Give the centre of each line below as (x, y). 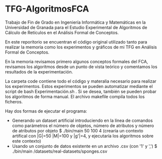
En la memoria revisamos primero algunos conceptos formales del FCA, (77, 61)
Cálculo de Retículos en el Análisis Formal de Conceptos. (62, 32)
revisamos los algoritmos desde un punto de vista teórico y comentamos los (81, 67)
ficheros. (14, 101)
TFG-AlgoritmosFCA (47, 9)
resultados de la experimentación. (39, 72)
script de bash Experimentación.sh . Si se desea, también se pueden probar (81, 91)
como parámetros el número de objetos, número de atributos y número (83, 125)
